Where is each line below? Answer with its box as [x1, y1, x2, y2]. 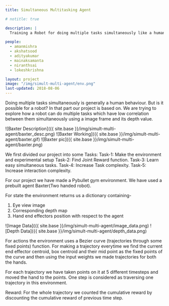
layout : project [5, 77, 39, 82]
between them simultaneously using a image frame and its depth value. [5, 116, 153, 121]
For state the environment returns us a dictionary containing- [5, 193, 132, 198]
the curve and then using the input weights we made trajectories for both [5, 254, 157, 260]
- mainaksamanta [10, 58, 44, 63]
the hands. [5, 259, 28, 265]
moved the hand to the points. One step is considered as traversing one [5, 274, 154, 280]
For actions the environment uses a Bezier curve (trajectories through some [5, 238, 162, 243]
